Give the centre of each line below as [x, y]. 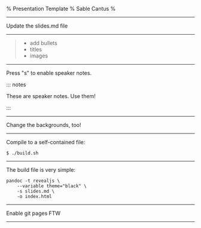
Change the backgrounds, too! [44, 125]
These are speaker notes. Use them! [51, 96]
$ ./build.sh [22, 153]
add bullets [44, 43]
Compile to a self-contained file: [46, 142]
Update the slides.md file [37, 26]
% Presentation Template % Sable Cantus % [61, 9]
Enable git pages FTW [33, 213]
